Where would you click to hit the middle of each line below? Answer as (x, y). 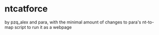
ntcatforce (26, 9)
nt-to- (148, 22)
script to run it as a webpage (43, 27)
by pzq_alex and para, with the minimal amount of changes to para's (73, 22)
